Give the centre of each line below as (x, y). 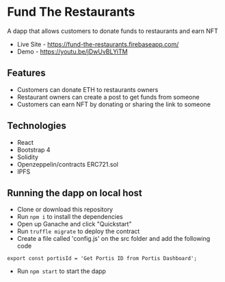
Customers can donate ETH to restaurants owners (88, 89)
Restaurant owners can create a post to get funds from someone (108, 97)
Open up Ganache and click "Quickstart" (74, 224)
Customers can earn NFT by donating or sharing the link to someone (114, 104)
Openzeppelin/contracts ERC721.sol (67, 164)
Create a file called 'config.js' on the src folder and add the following (114, 239)
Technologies (37, 126)
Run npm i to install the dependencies (70, 217)
